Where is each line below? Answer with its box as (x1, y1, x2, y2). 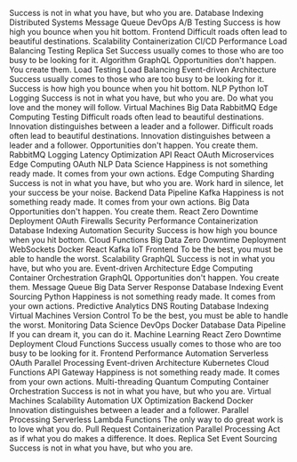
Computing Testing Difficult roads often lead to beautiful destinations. (9, 111, 264, 122)
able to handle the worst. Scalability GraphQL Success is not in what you (9, 254, 276, 263)
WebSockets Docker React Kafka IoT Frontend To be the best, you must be (9, 244, 284, 255)
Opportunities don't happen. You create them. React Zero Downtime (9, 207, 259, 216)
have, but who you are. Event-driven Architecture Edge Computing (9, 263, 253, 273)
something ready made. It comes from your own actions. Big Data (9, 197, 250, 207)
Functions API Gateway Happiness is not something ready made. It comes (9, 367, 280, 377)
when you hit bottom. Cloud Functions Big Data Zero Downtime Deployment (9, 235, 286, 245)
